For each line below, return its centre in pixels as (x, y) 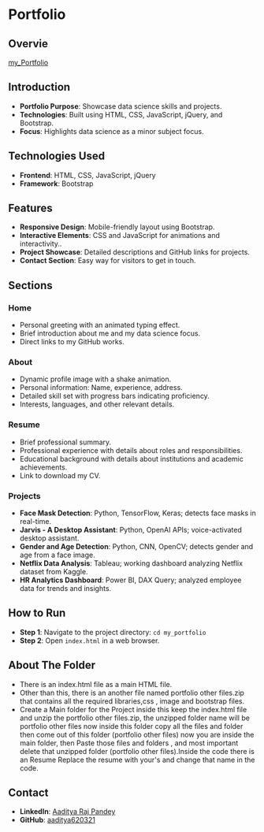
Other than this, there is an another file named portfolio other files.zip (132, 693)
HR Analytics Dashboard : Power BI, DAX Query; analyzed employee (130, 580)
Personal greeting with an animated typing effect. (100, 325)
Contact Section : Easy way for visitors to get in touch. (108, 261)
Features (30, 208)
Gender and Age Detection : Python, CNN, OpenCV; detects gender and (136, 547)
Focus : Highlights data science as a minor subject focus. (112, 131)
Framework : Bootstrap (56, 184)
